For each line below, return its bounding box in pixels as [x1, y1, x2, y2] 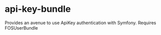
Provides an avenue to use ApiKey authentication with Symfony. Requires [5, 20, 156, 26]
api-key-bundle [5, 3, 71, 15]
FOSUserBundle [5, 25, 38, 31]
